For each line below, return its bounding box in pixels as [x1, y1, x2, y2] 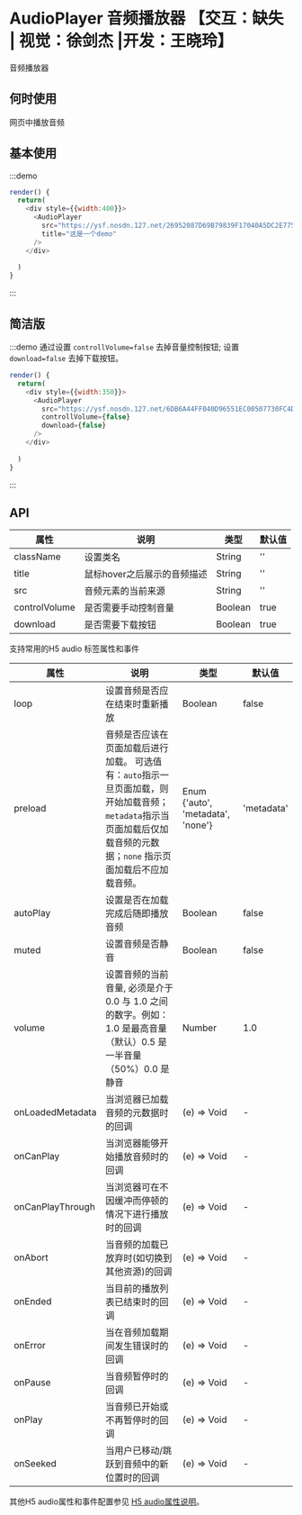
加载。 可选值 [104, 756, 163, 768]
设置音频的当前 [104, 968, 169, 981]
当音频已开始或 [104, 1401, 169, 1413]
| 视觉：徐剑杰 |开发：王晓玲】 [9, 31, 234, 51]
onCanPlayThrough [13, 1201, 96, 1213]
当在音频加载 [104, 1326, 160, 1338]
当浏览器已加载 [104, 1093, 169, 1106]
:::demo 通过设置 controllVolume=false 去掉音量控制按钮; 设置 [9, 341, 240, 352]
